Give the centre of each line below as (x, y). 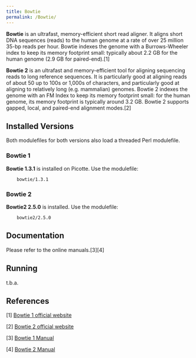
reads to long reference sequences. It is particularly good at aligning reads (97, 77)
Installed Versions (40, 126)
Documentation (35, 236)
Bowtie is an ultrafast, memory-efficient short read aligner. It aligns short (94, 34)
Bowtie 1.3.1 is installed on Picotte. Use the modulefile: (72, 168)
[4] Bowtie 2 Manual (31, 349)
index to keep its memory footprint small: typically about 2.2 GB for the (92, 52)
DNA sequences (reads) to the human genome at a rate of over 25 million (95, 40)
